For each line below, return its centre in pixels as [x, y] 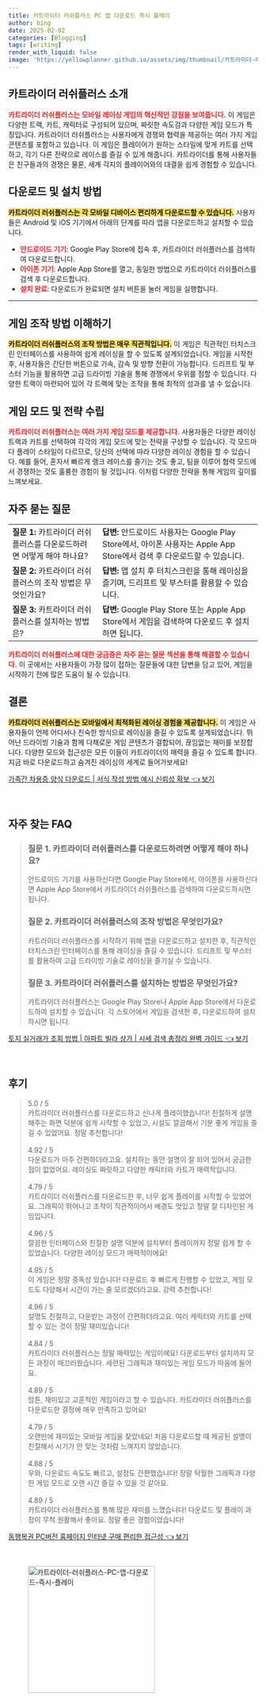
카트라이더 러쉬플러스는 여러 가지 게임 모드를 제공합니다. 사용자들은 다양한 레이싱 [132, 432]
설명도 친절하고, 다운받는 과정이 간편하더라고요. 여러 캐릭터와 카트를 [132, 1316]
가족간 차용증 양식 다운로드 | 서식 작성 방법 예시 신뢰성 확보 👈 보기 [112, 779]
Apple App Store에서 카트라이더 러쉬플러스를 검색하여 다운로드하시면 [143, 889]
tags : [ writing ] [35, 45]
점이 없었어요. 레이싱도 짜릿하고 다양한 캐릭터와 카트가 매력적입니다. [132, 1169]
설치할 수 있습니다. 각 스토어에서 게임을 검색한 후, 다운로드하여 [145, 1012]
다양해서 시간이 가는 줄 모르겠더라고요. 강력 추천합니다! [127, 1289]
